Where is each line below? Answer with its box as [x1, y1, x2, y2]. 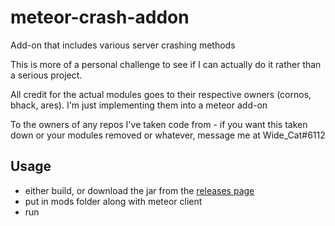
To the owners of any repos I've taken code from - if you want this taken [10, 118, 308, 130]
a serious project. [10, 69, 83, 81]
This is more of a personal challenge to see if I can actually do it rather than [10, 58, 322, 70]
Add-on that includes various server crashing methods [10, 39, 236, 51]
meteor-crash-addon [10, 6, 190, 29]
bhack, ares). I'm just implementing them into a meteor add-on [10, 99, 268, 111]
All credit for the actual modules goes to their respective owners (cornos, [10, 88, 312, 100]
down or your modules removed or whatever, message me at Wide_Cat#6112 [10, 129, 326, 141]
